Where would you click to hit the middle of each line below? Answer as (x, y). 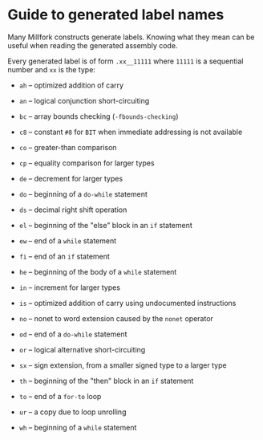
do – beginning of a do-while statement (83, 194)
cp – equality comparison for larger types (87, 163)
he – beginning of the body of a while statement (98, 271)
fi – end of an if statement (64, 256)
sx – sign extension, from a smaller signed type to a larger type (123, 365)
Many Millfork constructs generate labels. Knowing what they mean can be (131, 37)
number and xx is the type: (51, 69)
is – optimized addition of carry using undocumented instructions (127, 303)
